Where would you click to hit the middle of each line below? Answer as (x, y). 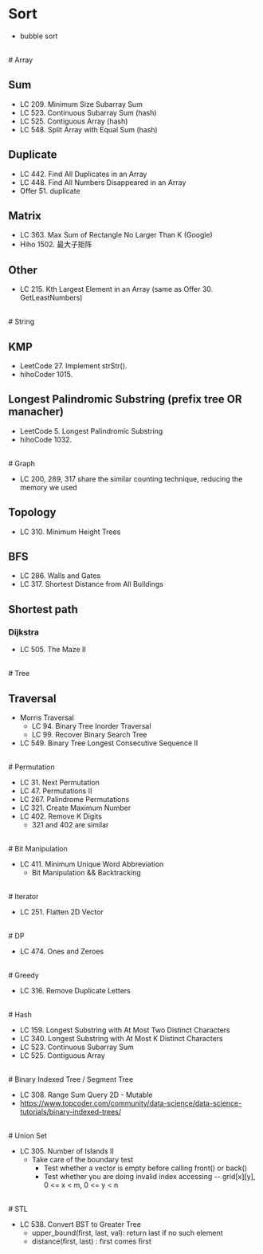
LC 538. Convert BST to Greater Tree (80, 1224)
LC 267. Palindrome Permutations (75, 799)
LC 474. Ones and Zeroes (62, 951)
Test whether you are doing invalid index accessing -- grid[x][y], (149, 1176)
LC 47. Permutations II (56, 791)
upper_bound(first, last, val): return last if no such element (127, 1232)
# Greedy (24, 975)
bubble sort (39, 36)
